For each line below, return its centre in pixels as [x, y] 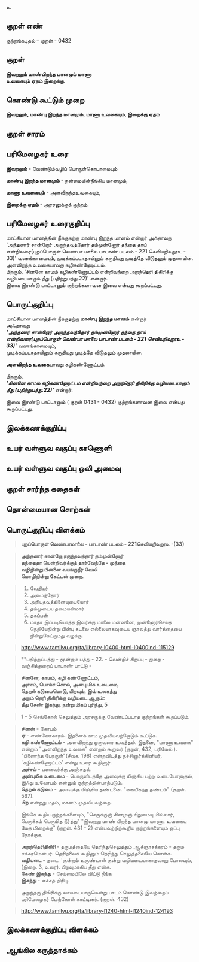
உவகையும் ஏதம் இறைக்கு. [36, 81]
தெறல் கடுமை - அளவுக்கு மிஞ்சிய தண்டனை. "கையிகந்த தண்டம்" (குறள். [103, 789]
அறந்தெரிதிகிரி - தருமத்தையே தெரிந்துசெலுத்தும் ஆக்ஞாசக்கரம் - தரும [102, 847]
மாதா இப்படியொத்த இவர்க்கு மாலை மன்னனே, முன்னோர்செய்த [101, 622]
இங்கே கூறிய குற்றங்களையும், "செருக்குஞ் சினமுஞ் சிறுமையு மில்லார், [97, 815]
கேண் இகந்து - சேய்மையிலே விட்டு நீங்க [66, 874]
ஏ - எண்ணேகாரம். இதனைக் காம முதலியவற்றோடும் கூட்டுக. [89, 736]
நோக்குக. [32, 835]
